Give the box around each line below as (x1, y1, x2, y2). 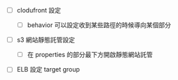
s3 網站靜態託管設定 (16, 35, 75, 44)
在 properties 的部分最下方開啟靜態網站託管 (27, 51, 153, 59)
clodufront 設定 (16, 6, 61, 14)
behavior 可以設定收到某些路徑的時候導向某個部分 (27, 21, 172, 29)
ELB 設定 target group (16, 65, 80, 74)
